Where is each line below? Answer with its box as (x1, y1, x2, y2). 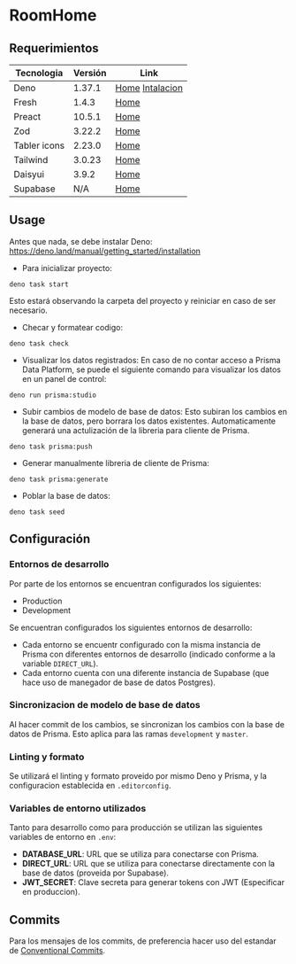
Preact (13, 111, 42, 122)
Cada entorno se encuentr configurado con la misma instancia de (21, 639, 261, 649)
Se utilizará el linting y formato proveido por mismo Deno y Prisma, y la (9, 771, 267, 781)
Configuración (9, 532, 91, 547)
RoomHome (9, 5, 97, 26)
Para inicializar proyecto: (21, 262, 112, 273)
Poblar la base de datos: (21, 490, 110, 501)
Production (21, 595, 63, 606)
